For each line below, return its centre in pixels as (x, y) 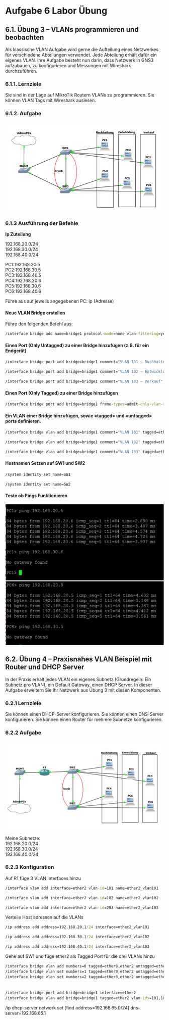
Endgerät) (16, 351)
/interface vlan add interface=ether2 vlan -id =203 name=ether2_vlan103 (82, 908)
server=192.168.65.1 (26, 1013)
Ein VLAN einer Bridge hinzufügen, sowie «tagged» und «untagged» (79, 416)
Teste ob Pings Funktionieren (36, 496)
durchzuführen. (21, 71)
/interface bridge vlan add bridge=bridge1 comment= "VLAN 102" (73, 442)
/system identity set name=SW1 (38, 475)
